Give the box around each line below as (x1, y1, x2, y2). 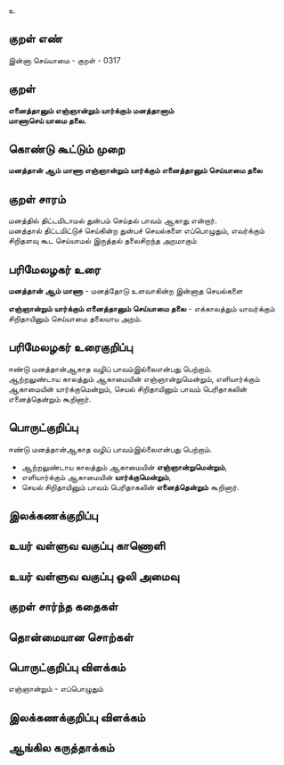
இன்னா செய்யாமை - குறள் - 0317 (8, 54, 121, 65)
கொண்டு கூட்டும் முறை (8, 142, 126, 157)
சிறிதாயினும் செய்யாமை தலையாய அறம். (8, 313, 142, 324)
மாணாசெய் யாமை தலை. (8, 115, 87, 126)
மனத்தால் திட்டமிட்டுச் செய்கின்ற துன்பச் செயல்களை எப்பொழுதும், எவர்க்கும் (8, 225, 265, 237)
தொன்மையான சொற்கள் (8, 629, 134, 644)
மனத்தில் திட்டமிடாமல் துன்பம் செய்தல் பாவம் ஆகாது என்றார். (8, 215, 217, 226)
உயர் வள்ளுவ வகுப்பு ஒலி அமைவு (8, 569, 180, 584)
